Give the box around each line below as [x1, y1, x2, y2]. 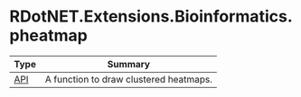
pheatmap [9, 25, 89, 46]
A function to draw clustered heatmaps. [44, 73, 213, 85]
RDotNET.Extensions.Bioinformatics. [9, 6, 293, 27]
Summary [107, 57, 151, 70]
